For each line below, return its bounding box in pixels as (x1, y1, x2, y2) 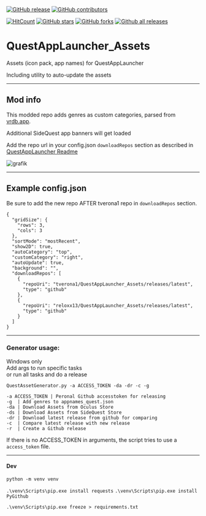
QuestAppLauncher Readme (6, 148, 78, 155)
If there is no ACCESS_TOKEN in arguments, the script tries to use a (6, 436, 177, 444)
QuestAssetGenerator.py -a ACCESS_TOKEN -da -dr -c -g (6, 382, 150, 389)
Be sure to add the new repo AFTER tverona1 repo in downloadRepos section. (6, 199, 197, 207)
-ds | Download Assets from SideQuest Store (6, 409, 122, 415)
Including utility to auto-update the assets (6, 71, 112, 78)
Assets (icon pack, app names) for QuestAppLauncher (6, 59, 144, 67)
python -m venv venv (6, 476, 59, 482)
